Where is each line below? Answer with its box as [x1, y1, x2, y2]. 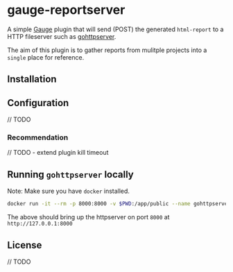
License [7, 239, 42, 251]
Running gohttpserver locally [7, 169, 134, 180]
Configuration [7, 96, 69, 109]
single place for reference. [7, 53, 85, 61]
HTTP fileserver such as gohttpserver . [7, 32, 116, 40]
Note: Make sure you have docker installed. [7, 187, 130, 196]
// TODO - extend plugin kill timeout [7, 148, 109, 157]
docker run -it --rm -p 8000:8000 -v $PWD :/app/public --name [7, 201, 191, 207]
